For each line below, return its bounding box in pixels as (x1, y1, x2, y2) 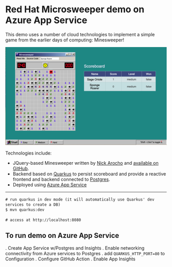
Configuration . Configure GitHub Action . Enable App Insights (5, 256, 136, 262)
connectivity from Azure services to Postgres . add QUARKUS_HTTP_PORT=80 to (5, 250, 165, 256)
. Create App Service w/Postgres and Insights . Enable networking (5, 244, 145, 251)
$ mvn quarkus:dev (5, 207, 45, 213)
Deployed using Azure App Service (12, 182, 87, 188)
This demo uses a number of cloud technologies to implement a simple (5, 31, 155, 37)
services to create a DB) (5, 202, 60, 208)
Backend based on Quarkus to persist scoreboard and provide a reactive (12, 171, 166, 177)
